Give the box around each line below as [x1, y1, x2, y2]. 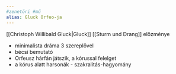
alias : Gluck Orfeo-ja [6, 14, 62, 20]
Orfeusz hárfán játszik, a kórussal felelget [14, 54, 117, 62]
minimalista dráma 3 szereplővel [14, 42, 94, 49]
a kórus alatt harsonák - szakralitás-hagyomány [14, 60, 132, 68]
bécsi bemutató [14, 48, 53, 55]
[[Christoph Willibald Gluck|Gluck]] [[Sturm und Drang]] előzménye [6, 30, 170, 37]
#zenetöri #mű [6, 8, 41, 15]
